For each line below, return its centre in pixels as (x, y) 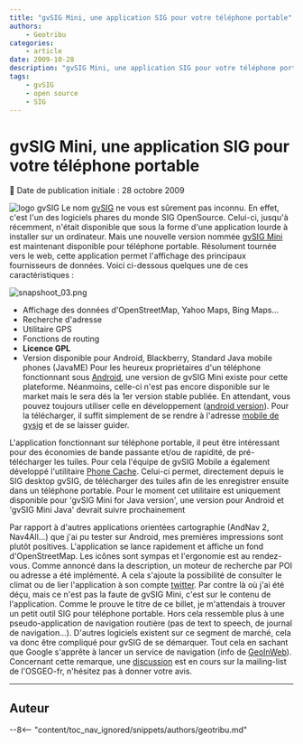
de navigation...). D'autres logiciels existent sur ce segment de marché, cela (150, 633)
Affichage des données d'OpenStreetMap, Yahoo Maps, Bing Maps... (151, 310)
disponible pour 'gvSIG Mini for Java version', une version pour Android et (147, 500)
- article (44, 51)
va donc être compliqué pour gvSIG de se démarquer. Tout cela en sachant (149, 643)
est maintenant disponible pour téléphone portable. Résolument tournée (143, 246)
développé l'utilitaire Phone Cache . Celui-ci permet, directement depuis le (147, 471)
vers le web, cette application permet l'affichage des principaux (128, 256)
